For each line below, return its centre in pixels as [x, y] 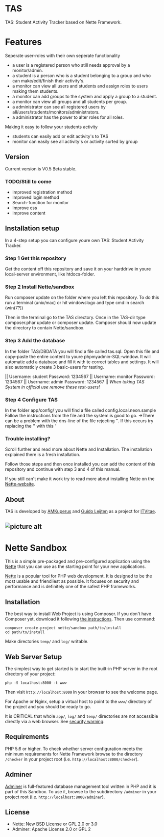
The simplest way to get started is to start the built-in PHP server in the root [81, 669]
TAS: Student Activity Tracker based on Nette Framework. [63, 22]
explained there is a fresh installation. [43, 455]
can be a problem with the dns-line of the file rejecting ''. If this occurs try [79, 421]
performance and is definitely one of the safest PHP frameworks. [70, 587]
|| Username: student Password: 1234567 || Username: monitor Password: [80, 377]
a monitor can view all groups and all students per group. [70, 102]
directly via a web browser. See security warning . [55, 722]
